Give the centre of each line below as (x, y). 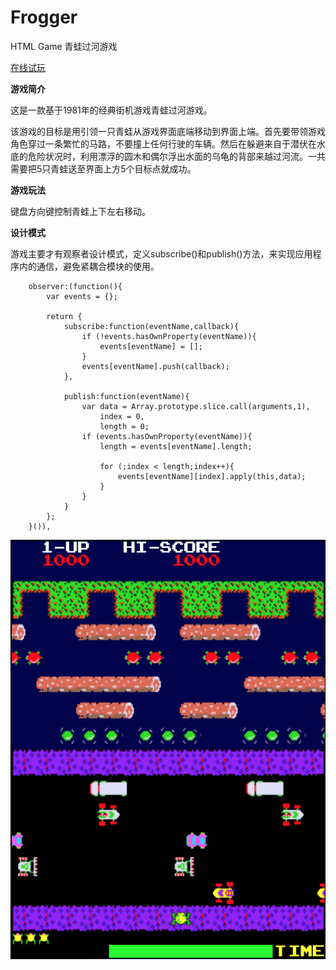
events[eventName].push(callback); (155, 366)
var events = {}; (82, 296)
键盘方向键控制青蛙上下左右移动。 (80, 211)
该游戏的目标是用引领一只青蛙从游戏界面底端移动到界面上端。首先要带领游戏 (168, 131)
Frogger (44, 17)
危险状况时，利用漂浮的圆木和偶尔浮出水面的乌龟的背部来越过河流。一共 (176, 156)
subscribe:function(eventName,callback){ (151, 326)
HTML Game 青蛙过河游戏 (64, 46)
